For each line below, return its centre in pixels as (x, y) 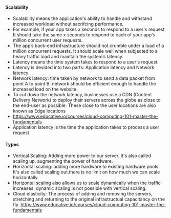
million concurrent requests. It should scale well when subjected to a (85, 51)
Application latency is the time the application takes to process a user (86, 127)
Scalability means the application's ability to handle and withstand (82, 18)
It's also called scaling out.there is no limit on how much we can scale (86, 172)
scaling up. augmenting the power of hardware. (63, 161)
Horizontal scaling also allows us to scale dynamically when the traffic (87, 183)
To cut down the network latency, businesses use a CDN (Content (82, 95)
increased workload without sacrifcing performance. (68, 24)
